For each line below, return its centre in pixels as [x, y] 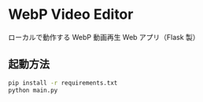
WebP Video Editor [71, 15]
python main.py [33, 90]
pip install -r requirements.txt [63, 83]
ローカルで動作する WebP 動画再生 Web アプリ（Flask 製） [104, 37]
